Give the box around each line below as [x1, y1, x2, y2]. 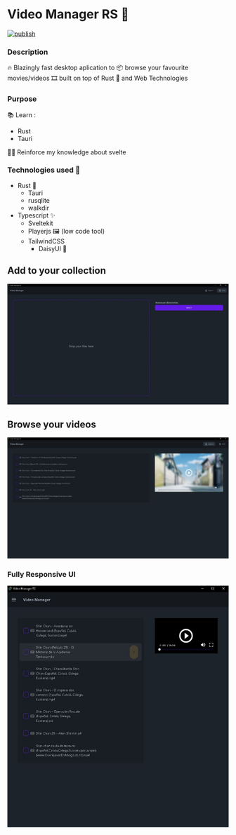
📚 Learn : [7, 110, 37, 119]
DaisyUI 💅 [38, 244, 67, 253]
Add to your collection [7, 265, 107, 276]
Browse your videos [7, 418, 97, 430]
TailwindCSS [27, 236, 65, 245]
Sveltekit [27, 219, 54, 227]
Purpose [7, 94, 37, 104]
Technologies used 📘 [7, 165, 81, 175]
